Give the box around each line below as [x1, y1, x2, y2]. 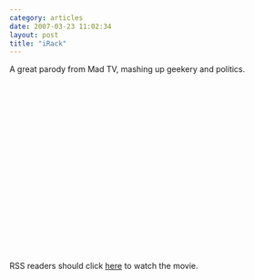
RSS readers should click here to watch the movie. [9, 261, 198, 272]
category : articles [9, 13, 84, 23]
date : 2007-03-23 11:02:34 [9, 22, 112, 31]
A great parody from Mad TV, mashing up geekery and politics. [9, 64, 246, 75]
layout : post [9, 30, 59, 39]
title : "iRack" [9, 38, 67, 48]
